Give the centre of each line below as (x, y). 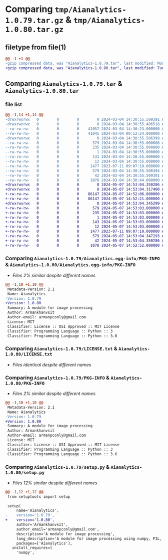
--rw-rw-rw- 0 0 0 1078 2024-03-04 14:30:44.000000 (82, 180)
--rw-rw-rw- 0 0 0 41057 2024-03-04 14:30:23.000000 (82, 129)
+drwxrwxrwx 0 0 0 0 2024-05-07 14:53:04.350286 (82, 185)
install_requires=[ (32, 548)
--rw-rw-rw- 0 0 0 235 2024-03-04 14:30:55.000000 (82, 147)
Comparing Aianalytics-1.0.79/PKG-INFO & (57, 378)
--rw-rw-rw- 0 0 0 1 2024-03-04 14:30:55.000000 (82, 152)
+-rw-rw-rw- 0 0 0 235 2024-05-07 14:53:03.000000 (82, 213)
